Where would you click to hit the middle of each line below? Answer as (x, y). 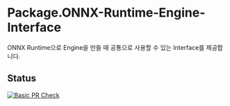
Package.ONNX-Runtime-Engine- (106, 13)
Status (22, 79)
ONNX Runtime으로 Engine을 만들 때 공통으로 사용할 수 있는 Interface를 (106, 47)
